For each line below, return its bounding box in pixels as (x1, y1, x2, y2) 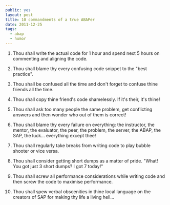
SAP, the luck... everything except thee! (12, 132, 96, 138)
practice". (12, 71, 33, 77)
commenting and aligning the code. (12, 55, 88, 61)
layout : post (5, 12, 33, 17)
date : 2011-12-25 (5, 22, 42, 27)
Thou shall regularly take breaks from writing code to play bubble (12, 142, 151, 149)
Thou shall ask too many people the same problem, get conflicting (12, 106, 153, 112)
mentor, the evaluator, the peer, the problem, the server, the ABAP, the (12, 127, 161, 133)
